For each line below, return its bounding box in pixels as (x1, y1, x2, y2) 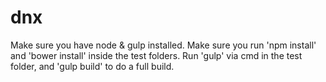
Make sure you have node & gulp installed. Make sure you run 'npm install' (10, 39, 317, 51)
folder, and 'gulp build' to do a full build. (10, 60, 175, 72)
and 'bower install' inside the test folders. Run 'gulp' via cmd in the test (10, 49, 303, 61)
